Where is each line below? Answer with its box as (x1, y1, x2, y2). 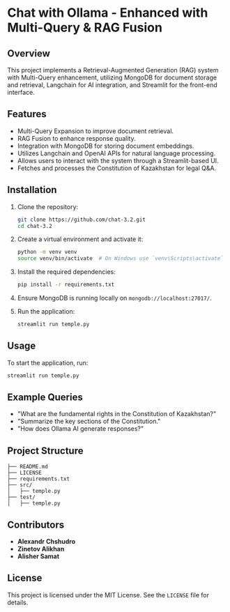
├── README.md (7, 464, 49, 471)
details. (7, 598, 29, 606)
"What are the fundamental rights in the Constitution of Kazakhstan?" (17, 410, 217, 418)
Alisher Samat (17, 552, 60, 560)
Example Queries (7, 391, 84, 403)
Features (7, 108, 47, 120)
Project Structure (7, 445, 84, 457)
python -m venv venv (17, 249, 77, 256)
